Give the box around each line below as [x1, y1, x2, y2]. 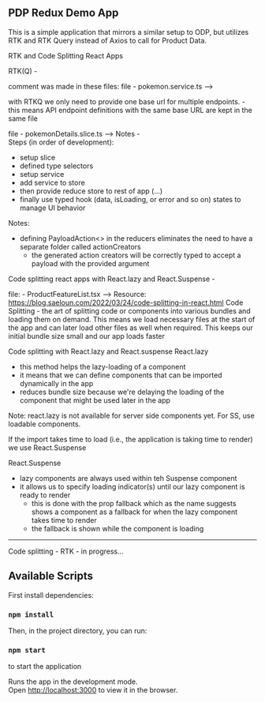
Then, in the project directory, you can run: [8, 625, 147, 635]
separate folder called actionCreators [19, 242, 141, 251]
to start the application [8, 662, 82, 671]
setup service [19, 169, 65, 178]
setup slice [19, 152, 56, 162]
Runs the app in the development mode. [8, 677, 138, 686]
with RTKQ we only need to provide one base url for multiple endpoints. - [8, 96, 246, 106]
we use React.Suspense [8, 442, 87, 452]
